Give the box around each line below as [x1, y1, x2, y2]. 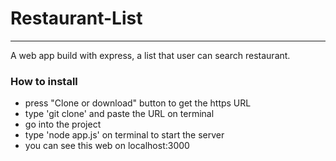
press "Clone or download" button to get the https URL [24, 97, 252, 109]
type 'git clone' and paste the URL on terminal [24, 108, 215, 120]
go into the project [24, 118, 102, 131]
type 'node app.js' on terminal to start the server [24, 129, 225, 141]
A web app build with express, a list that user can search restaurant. [10, 49, 291, 61]
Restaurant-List [10, 7, 143, 30]
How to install [10, 74, 78, 88]
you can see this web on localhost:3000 [24, 140, 190, 152]
